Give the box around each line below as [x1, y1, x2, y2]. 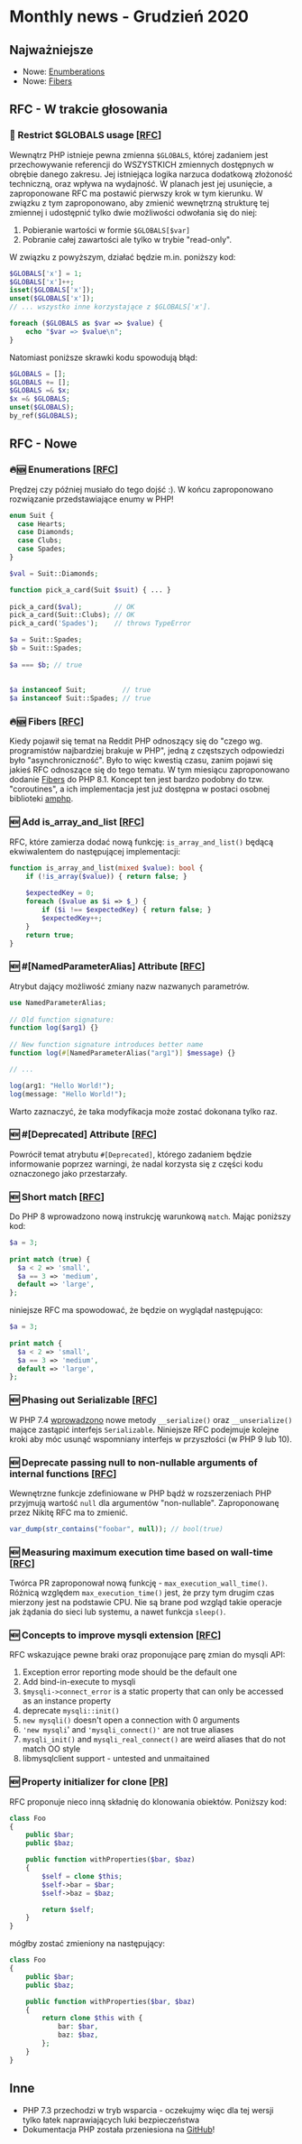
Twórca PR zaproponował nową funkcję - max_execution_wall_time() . [9, 1577, 268, 1589]
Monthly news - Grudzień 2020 [9, 6, 250, 27]
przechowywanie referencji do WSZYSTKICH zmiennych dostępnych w [9, 159, 274, 170]
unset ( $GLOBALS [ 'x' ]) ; [9, 294, 95, 303]
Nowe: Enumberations [22, 66, 105, 77]
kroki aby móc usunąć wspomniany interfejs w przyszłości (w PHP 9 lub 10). [9, 1433, 293, 1445]
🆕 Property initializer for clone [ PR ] [9, 1776, 169, 1788]
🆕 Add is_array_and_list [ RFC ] [9, 816, 145, 828]
